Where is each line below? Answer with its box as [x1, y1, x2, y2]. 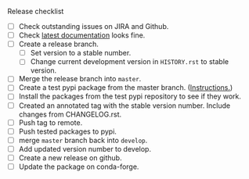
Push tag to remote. [18, 117, 83, 127]
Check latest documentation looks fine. [18, 30, 146, 40]
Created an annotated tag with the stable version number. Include [18, 101, 231, 110]
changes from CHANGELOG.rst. [18, 109, 122, 119]
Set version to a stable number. [30, 48, 132, 58]
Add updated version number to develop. [18, 144, 152, 153]
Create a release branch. [18, 39, 99, 49]
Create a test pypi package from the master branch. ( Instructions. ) [18, 83, 233, 92]
